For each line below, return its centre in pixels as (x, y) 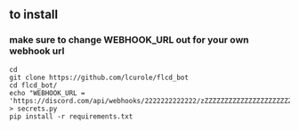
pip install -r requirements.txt (71, 116)
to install (34, 15)
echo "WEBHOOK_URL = (48, 93)
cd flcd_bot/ (33, 85)
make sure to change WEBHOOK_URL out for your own (129, 40)
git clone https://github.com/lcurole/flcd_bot (99, 77)
